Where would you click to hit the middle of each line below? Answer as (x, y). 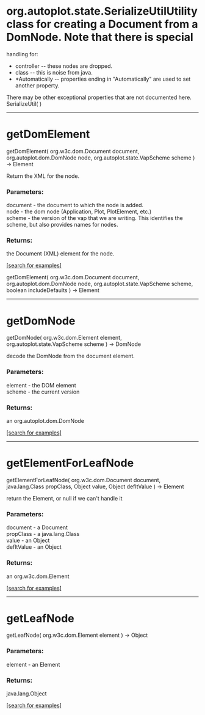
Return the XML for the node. (43, 176)
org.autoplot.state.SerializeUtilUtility (102, 11)
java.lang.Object (27, 694)
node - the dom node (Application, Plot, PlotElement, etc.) (79, 211)
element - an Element (33, 664)
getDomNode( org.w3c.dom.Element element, (64, 338)
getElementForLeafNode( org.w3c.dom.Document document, (84, 480)
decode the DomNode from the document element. (71, 356)
